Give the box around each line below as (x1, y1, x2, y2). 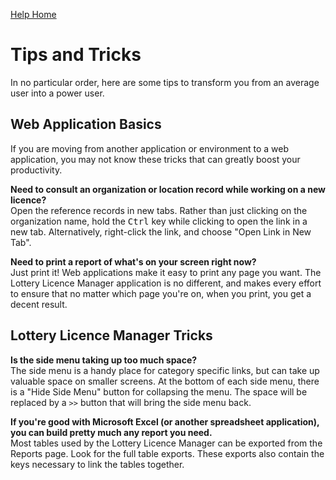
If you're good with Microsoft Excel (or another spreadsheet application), (10, 415, 320, 428)
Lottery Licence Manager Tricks (10, 327, 213, 344)
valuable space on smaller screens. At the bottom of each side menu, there (10, 375, 320, 387)
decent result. (10, 298, 68, 310)
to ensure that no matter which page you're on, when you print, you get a (10, 287, 312, 299)
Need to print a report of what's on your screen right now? (10, 255, 257, 268)
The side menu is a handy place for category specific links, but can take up (10, 364, 320, 376)
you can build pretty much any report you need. (10, 426, 213, 438)
